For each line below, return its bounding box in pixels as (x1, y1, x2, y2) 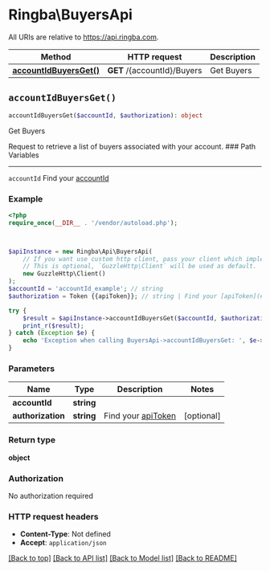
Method (40, 51, 72, 62)
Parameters (8, 363, 55, 374)
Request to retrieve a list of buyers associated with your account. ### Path (8, 141, 256, 151)
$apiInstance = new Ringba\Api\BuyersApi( (8, 247, 153, 255)
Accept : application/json (19, 538, 107, 548)
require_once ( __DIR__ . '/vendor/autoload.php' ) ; (8, 218, 178, 226)
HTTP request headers (8, 511, 99, 522)
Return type (8, 434, 56, 446)
